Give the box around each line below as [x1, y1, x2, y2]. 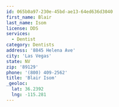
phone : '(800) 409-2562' [6, 70, 68, 75]
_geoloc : [6, 81, 28, 87]
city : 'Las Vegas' [6, 53, 52, 59]
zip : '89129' [6, 64, 39, 70]
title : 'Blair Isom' [6, 75, 58, 81]
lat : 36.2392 [11, 86, 44, 92]
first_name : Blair [6, 14, 52, 20]
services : [6, 31, 31, 37]
